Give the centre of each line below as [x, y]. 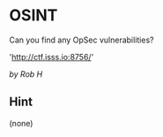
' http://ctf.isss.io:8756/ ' [52, 57]
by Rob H [26, 74]
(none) [21, 123]
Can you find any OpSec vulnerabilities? [81, 40]
